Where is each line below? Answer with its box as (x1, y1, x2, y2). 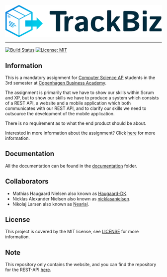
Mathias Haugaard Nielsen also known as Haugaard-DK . (12, 190, 128, 196)
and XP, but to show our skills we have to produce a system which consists (5, 95, 159, 101)
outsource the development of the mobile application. (5, 111, 115, 117)
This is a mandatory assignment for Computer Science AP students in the (5, 75, 156, 81)
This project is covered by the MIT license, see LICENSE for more (5, 229, 139, 235)
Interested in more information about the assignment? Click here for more (5, 130, 156, 136)
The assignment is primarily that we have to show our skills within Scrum (5, 90, 154, 95)
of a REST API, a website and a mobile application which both (5, 100, 131, 106)
